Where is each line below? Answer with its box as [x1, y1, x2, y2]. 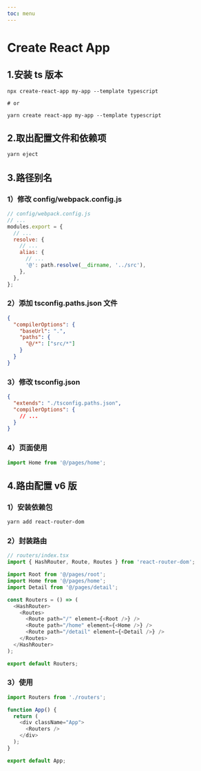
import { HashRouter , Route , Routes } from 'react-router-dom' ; [7, 558, 195, 566]
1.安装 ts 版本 [7, 69, 63, 81]
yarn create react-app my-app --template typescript [7, 112, 162, 119]
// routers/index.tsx [7, 552, 70, 559]
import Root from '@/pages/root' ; [7, 571, 107, 578]
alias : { [19, 249, 45, 256]
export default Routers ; [7, 660, 78, 667]
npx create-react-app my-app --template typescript [7, 88, 158, 95]
